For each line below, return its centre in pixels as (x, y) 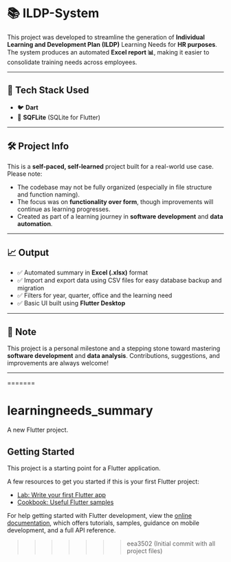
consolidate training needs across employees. (72, 62)
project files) (145, 551)
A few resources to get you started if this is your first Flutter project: (103, 481)
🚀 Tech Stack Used (48, 90)
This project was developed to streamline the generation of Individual (106, 37)
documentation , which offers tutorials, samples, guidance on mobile (103, 523)
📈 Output (28, 252)
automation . (35, 223)
